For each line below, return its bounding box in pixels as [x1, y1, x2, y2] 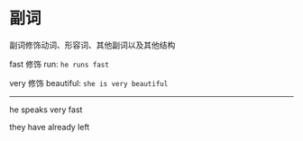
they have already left [9, 121, 90, 132]
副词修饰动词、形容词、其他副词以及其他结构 [9, 40, 176, 50]
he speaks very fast [9, 104, 83, 115]
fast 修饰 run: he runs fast [9, 58, 110, 69]
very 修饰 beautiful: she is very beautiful [9, 77, 169, 88]
